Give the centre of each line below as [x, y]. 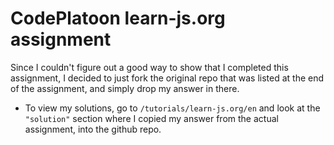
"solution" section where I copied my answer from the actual [151, 118]
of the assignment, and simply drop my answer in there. [125, 88]
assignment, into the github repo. [93, 129]
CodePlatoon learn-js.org [118, 18]
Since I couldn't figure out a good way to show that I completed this [149, 67]
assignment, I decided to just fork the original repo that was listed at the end [167, 78]
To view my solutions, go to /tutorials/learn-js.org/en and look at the [172, 108]
